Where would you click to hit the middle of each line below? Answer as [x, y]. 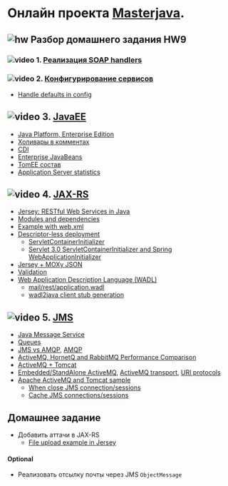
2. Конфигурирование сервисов [95, 79]
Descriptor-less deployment [59, 234]
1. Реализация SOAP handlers [89, 60]
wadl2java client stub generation [76, 295]
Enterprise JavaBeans [50, 157]
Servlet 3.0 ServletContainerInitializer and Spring [100, 249]
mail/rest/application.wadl [66, 288]
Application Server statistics [59, 172]
